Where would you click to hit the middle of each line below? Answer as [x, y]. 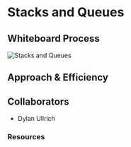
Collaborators [38, 101]
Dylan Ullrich [36, 119]
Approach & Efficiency [58, 77]
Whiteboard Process [54, 39]
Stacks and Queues [66, 12]
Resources [26, 137]
